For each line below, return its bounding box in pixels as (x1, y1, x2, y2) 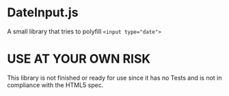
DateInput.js (7, 5, 79, 20)
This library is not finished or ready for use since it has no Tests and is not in (7, 74, 222, 82)
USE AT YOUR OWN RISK (7, 51, 151, 67)
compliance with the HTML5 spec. (7, 80, 104, 89)
